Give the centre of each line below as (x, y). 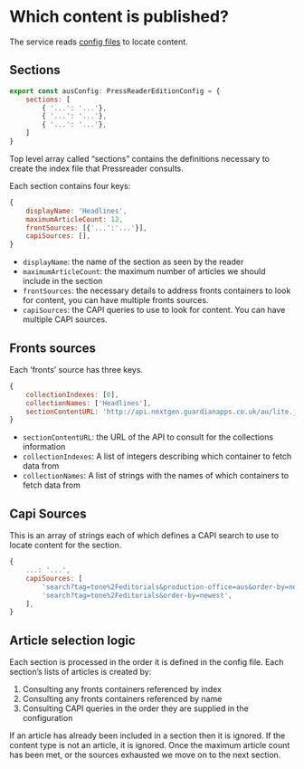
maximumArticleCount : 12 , (75, 219)
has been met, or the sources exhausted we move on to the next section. (145, 755)
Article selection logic (72, 640)
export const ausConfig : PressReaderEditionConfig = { (115, 91)
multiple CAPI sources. (65, 319)
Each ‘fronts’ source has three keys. (76, 369)
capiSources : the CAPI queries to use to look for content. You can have (154, 310)
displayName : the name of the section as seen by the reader (133, 262)
